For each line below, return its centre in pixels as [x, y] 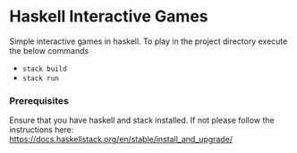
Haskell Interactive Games [109, 17]
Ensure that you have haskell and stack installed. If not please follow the [142, 120]
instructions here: [42, 130]
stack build [44, 69]
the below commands [49, 50]
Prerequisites [39, 100]
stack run [41, 78]
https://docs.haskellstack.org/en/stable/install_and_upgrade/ [121, 140]
